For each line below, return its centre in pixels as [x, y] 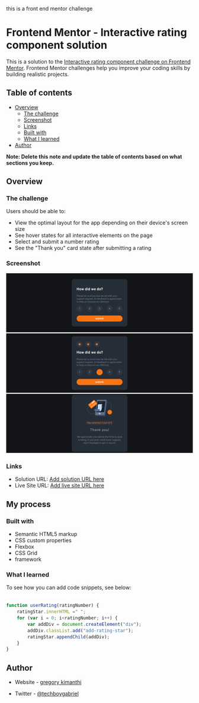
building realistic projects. [38, 74]
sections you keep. [30, 163]
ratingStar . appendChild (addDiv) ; [69, 637]
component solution [57, 45]
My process [28, 504]
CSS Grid [26, 553]
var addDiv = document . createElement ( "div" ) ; [85, 624]
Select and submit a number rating [57, 242]
